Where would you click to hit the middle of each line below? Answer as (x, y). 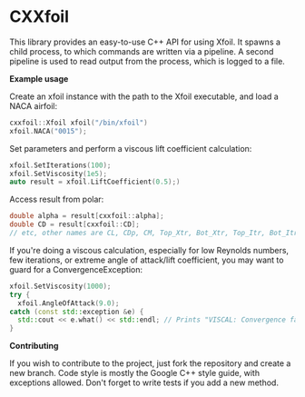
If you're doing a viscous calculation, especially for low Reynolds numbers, (149, 250)
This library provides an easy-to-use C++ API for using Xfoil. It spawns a (145, 42)
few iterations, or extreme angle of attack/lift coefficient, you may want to (147, 260)
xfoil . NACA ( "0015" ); (49, 131)
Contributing (34, 346)
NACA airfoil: (33, 105)
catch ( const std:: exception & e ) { (77, 312)
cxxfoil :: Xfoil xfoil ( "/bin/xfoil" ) (79, 123)
